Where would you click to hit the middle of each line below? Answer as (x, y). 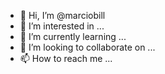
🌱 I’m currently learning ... (73, 36)
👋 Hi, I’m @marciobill (62, 15)
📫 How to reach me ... (66, 58)
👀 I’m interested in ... (62, 26)
